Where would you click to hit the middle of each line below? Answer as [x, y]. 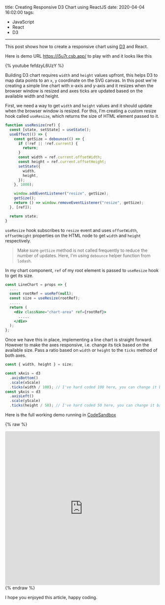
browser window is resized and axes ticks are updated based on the [74, 91]
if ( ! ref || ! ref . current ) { [48, 143]
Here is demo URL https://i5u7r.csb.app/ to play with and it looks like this [79, 56]
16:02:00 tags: [20, 12]
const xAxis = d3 [23, 373]
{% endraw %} [20, 588]
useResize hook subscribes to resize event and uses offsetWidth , [72, 230]
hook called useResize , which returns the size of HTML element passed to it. [82, 116]
